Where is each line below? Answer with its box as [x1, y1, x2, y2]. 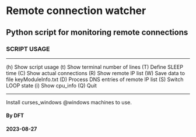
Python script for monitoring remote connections [6, 27, 188, 37]
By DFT [6, 112, 24, 119]
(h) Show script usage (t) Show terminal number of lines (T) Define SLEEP [6, 63, 184, 71]
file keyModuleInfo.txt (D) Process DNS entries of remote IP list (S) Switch [6, 76, 184, 83]
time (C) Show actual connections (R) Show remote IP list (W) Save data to [6, 69, 185, 76]
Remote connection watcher [6, 4, 146, 17]
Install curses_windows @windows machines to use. [6, 99, 132, 106]
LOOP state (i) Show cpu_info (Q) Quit [6, 82, 97, 89]
